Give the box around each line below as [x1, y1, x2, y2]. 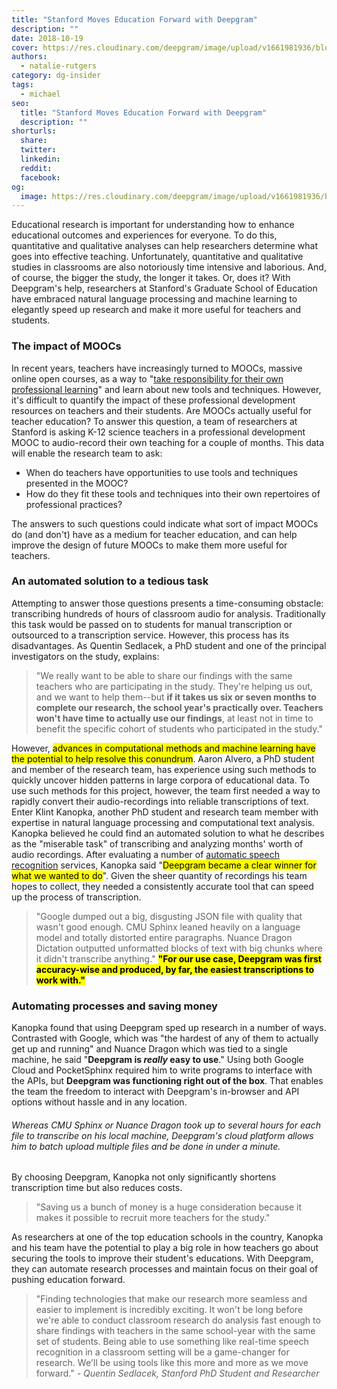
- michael [20, 89, 61, 99]
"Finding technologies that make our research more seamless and [35, 1293, 308, 1305]
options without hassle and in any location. [11, 1096, 188, 1108]
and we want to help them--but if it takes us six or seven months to [35, 691, 317, 703]
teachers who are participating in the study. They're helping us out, [35, 680, 313, 692]
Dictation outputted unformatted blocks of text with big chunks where [35, 942, 323, 954]
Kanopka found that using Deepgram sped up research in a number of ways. [11, 1022, 327, 1034]
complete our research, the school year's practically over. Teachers [35, 701, 324, 713]
